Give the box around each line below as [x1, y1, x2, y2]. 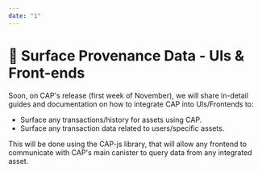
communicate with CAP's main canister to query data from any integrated [8, 147, 252, 157]
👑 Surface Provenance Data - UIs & [8, 46, 244, 65]
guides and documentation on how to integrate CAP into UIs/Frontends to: [8, 99, 254, 109]
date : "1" [8, 11, 42, 20]
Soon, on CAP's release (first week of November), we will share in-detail [8, 90, 248, 100]
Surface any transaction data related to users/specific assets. [19, 123, 225, 133]
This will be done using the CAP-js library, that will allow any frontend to [8, 139, 247, 149]
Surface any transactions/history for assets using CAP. [19, 115, 202, 124]
